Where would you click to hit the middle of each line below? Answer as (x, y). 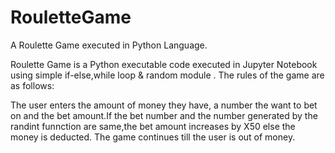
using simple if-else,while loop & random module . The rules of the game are (167, 75)
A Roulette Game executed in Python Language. (109, 45)
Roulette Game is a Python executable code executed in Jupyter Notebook (164, 64)
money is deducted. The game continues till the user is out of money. (153, 137)
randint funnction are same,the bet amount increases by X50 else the (153, 126)
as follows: (32, 85)
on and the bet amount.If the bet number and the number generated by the (164, 115)
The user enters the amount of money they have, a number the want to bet (164, 105)
